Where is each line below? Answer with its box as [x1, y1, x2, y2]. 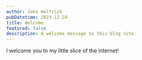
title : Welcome [6, 20, 44, 26]
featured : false [6, 25, 46, 31]
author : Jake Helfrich [6, 8, 62, 15]
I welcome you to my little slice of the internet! [6, 47, 119, 54]
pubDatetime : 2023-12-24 [6, 14, 68, 20]
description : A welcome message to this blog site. [6, 31, 137, 37]
